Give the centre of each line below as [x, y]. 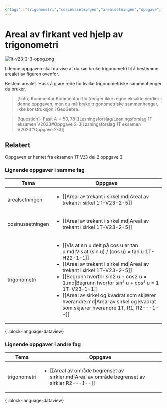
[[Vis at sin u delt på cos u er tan [100, 245]
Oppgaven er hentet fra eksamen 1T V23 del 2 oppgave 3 [64, 157]
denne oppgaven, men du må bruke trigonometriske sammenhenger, [87, 104]
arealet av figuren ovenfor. [32, 74]
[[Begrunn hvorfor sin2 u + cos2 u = [104, 276]
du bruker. [16, 89]
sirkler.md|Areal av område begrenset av [97, 377]
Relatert [18, 145]
